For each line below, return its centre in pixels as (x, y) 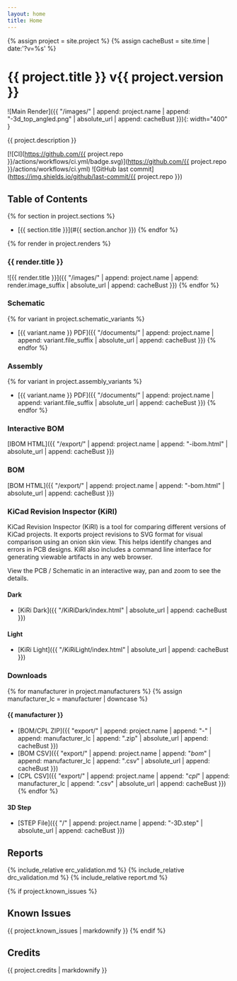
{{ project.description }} (42, 140)
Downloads (27, 676)
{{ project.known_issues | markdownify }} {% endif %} (87, 931)
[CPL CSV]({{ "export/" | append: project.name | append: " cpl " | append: (123, 776)
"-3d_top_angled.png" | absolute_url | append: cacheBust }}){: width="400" (117, 119)
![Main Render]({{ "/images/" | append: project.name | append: (99, 111)
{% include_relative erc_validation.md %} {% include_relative (96, 870)
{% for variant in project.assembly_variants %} (75, 382)
